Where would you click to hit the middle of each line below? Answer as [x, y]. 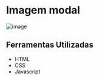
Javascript [27, 72]
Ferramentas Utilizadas [50, 45]
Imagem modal [43, 10]
